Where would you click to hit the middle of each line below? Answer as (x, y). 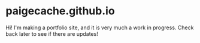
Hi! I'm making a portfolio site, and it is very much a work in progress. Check (100, 27)
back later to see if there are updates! (52, 33)
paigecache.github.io (60, 11)
